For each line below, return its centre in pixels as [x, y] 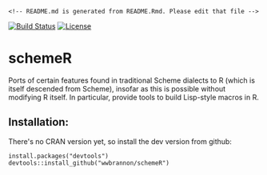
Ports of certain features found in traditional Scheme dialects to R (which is [132, 80]
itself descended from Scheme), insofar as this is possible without [117, 88]
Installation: [39, 122]
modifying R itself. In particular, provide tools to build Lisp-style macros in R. [134, 97]
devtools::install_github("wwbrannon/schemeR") [89, 163]
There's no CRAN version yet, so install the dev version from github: [120, 141]
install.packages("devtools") [59, 156]
